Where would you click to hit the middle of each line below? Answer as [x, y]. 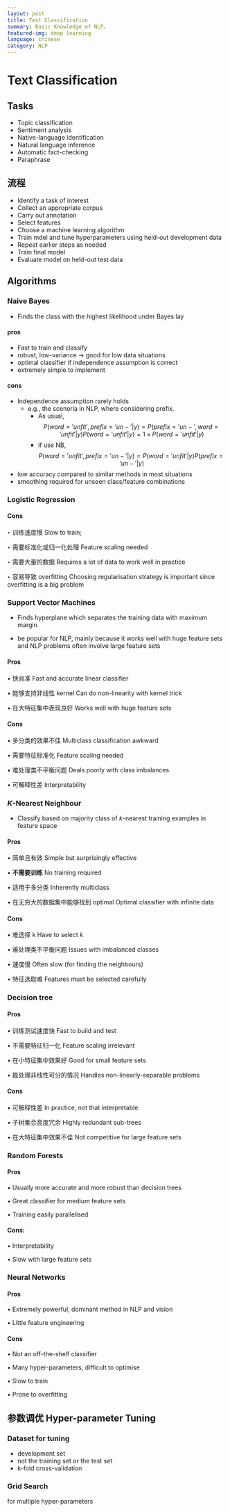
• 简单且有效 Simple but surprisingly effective [72, 858]
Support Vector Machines [51, 602]
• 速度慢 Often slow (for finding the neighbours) [76, 964]
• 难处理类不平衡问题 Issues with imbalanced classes [83, 950]
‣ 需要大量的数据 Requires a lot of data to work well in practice [96, 562]
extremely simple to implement [61, 370]
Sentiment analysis [44, 130]
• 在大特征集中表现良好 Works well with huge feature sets [89, 708]
